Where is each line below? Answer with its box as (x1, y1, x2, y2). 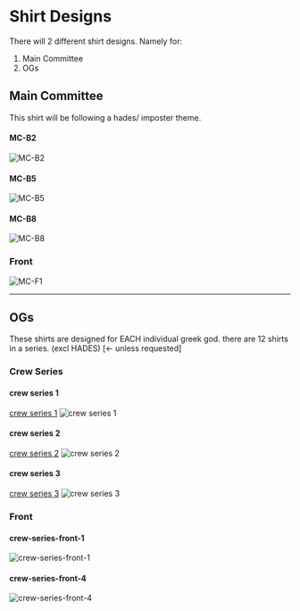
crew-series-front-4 (9, 573, 87, 583)
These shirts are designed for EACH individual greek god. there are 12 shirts (9, 333, 288, 345)
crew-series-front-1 (9, 532, 85, 543)
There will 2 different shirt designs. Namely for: (9, 36, 183, 46)
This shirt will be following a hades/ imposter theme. (9, 112, 202, 122)
